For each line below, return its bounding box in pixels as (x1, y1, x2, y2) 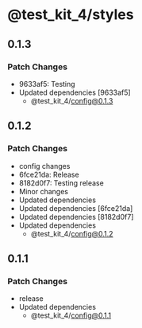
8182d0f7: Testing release (18, 178, 104, 188)
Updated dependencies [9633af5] (18, 88, 132, 97)
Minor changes (18, 186, 69, 196)
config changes (18, 161, 71, 170)
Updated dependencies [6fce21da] (18, 203, 133, 213)
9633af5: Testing (18, 79, 76, 88)
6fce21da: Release (18, 170, 80, 179)
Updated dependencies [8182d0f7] (18, 212, 134, 221)
